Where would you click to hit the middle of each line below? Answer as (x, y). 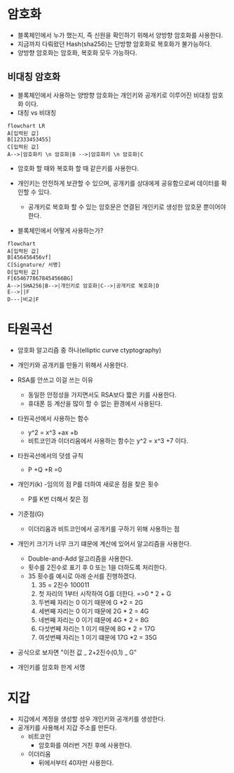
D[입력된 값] (23, 272)
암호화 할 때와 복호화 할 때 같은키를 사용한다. (78, 168)
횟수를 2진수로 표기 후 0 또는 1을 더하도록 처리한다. (97, 567)
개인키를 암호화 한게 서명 (51, 667)
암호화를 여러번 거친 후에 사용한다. (85, 745)
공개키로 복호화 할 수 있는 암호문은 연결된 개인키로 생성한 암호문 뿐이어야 (127, 207)
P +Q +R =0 (45, 470)
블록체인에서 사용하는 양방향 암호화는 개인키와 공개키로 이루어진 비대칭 (114, 95)
